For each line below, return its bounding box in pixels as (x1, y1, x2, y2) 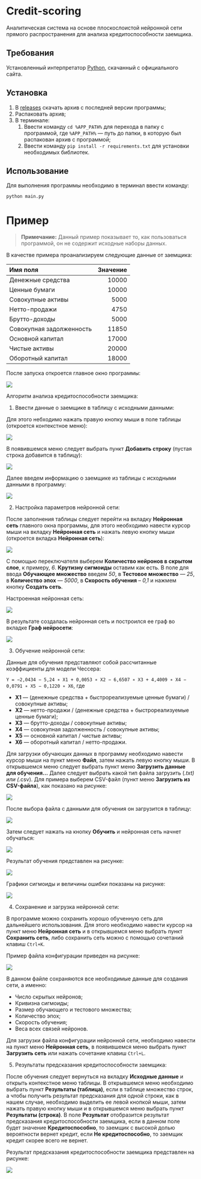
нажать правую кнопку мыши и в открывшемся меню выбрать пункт (6, 1105, 184, 1112)
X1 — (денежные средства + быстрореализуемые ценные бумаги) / (14, 694, 190, 701)
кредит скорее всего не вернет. (6, 1137, 88, 1144)
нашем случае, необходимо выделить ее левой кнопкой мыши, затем (6, 1098, 186, 1106)
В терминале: (14, 116, 50, 124)
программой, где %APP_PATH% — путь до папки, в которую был (23, 129, 181, 137)
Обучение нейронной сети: (14, 647, 85, 654)
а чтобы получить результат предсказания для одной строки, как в (6, 1092, 179, 1100)
